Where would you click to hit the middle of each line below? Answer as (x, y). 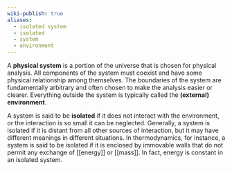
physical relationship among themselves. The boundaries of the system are (114, 80)
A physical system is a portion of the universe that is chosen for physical (112, 65)
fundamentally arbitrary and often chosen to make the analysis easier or (110, 88)
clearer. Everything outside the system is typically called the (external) (108, 95)
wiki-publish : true (35, 13)
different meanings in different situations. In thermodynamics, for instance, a (116, 138)
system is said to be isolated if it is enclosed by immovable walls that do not (115, 145)
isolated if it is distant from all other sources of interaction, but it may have (113, 130)
